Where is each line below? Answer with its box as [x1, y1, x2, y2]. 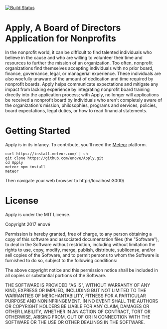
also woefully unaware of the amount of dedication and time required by [5, 75, 154, 82]
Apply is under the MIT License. [5, 211, 71, 217]
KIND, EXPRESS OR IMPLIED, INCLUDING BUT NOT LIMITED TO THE [5, 287, 147, 293]
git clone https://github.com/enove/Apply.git [5, 155, 104, 161]
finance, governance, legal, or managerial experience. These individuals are [5, 70, 161, 76]
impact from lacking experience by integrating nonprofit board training [5, 86, 150, 92]
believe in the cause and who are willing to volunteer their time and [5, 54, 143, 60]
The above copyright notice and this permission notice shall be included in [5, 267, 158, 273]
